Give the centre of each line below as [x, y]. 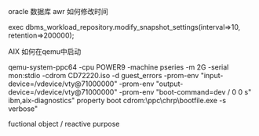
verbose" [23, 109]
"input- [212, 75]
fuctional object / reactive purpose [64, 124]
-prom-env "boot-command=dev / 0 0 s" [185, 92]
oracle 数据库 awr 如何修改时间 [58, 11]
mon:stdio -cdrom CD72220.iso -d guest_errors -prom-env [104, 75]
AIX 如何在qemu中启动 [45, 52]
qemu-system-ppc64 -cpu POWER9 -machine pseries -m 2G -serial [119, 67]
